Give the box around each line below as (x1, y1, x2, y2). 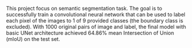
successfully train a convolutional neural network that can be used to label (6, 11, 186, 18)
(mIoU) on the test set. (6, 36, 60, 42)
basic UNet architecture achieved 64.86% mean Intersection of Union (6, 29, 174, 36)
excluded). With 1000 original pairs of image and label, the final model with (6, 23, 186, 30)
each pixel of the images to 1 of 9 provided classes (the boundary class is (6, 17, 183, 24)
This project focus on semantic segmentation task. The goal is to (6, 5, 163, 12)
